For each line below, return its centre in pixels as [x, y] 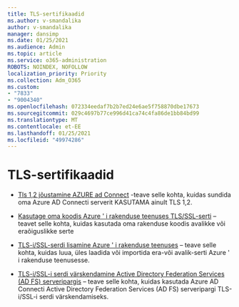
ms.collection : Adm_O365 [44, 80]
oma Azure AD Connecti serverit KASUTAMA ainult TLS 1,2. [105, 202]
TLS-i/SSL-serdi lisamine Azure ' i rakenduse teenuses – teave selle [117, 245]
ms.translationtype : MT [43, 120]
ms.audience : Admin [36, 47]
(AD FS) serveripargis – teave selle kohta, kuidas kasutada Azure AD [118, 281]
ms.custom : [24, 87]
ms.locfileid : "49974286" [46, 140]
